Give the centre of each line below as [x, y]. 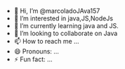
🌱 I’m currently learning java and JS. [66, 26]
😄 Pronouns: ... [37, 51]
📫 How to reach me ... [46, 41]
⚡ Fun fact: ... [33, 59]
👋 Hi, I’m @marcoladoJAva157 [57, 11]
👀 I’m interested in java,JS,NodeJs [64, 18]
